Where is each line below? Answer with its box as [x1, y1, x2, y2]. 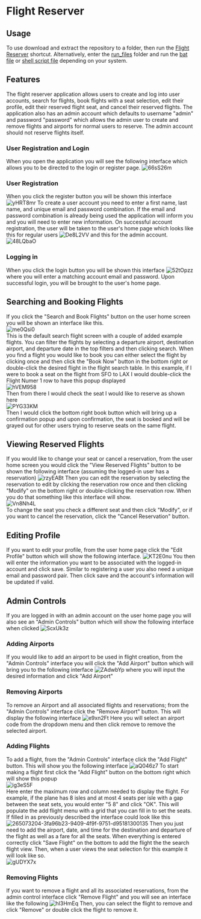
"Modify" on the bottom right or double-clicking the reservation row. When [6, 487, 191, 494]
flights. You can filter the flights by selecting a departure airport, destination [6, 338, 194, 346]
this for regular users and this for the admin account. [6, 231, 169, 239]
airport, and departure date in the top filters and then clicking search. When [6, 345, 194, 352]
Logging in [6, 253, 38, 261]
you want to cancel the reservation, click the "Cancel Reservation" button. [6, 513, 190, 520]
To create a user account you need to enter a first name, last [37, 199, 188, 206]
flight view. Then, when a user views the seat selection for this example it [6, 845, 188, 853]
